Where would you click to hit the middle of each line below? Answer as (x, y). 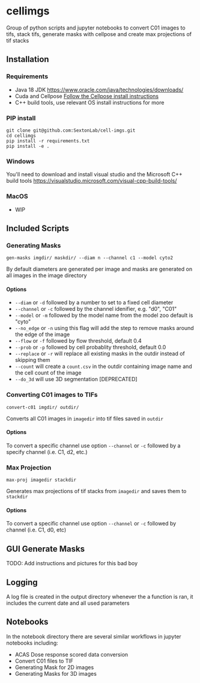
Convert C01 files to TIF (44, 661)
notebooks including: (32, 643)
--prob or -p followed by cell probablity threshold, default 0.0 (90, 348)
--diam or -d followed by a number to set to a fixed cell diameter (94, 302)
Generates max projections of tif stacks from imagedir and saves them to (96, 491)
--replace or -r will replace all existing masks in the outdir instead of (100, 354)
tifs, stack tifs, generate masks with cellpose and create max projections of (99, 34)
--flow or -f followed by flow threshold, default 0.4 (78, 341)
